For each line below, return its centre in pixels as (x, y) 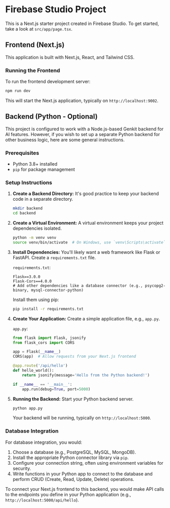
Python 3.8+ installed (35, 164)
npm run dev (18, 91)
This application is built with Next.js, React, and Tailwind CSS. (70, 57)
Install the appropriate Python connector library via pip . (70, 458)
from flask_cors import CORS (44, 342)
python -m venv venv (34, 238)
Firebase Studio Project (56, 9)
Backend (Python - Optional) (51, 116)
